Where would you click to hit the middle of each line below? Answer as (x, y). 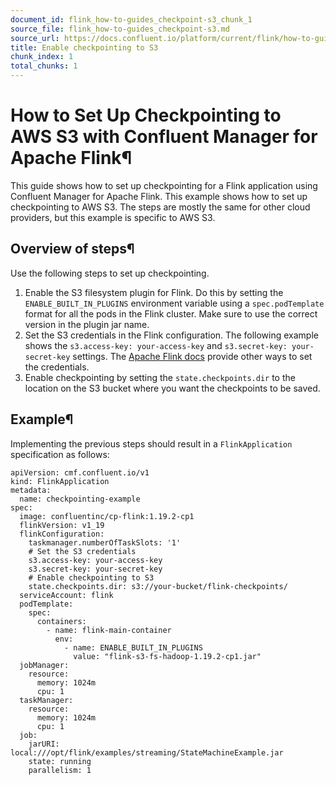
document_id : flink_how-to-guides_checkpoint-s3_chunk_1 (131, 19)
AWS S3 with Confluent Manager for (164, 137)
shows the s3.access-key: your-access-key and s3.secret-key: (156, 345)
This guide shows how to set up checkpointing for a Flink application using (164, 185)
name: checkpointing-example (80, 499)
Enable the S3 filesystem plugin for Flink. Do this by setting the (154, 292)
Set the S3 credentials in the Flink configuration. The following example (171, 335)
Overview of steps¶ (72, 249)
